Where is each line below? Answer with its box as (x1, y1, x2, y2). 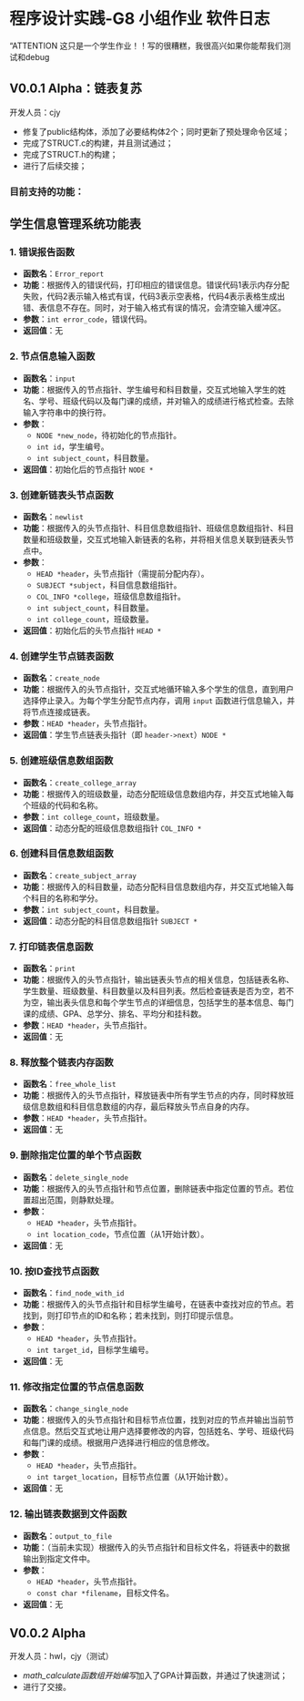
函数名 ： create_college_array (22, 776, 137, 788)
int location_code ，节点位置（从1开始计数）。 (35, 1228, 209, 1239)
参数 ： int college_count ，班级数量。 (22, 811, 165, 822)
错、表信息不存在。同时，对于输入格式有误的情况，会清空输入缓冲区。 (22, 302, 287, 313)
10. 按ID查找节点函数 (9, 1265, 100, 1277)
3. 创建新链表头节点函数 (9, 488, 114, 501)
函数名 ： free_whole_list (22, 1079, 117, 1090)
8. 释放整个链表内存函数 (9, 1056, 114, 1069)
